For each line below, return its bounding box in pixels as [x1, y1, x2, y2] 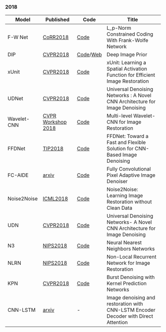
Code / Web [77, 51, 102, 58]
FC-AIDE [7, 172, 29, 179]
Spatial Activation [106, 65, 147, 72]
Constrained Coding [106, 31, 154, 38]
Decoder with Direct [106, 313, 153, 320]
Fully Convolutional [106, 166, 151, 173]
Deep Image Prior [106, 51, 147, 58]
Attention [106, 319, 128, 326]
